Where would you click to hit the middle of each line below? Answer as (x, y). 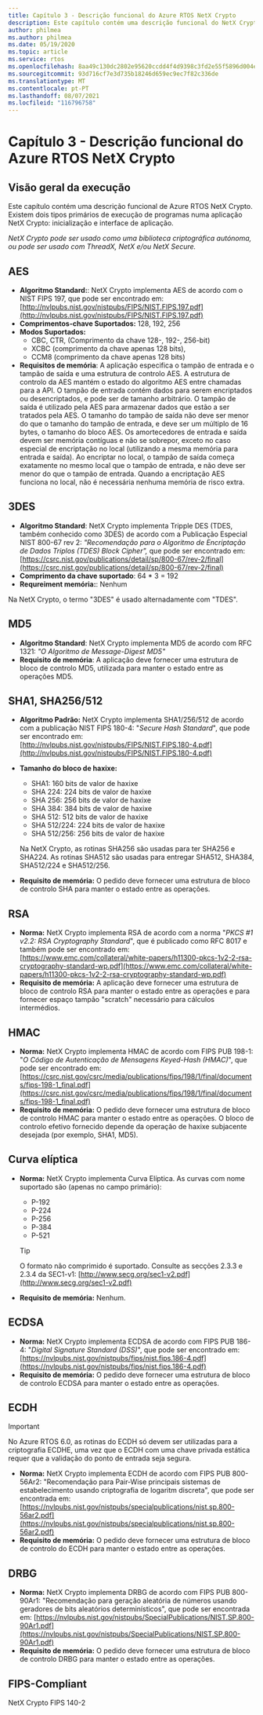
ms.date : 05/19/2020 (42, 45)
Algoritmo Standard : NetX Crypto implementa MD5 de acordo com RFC (135, 643)
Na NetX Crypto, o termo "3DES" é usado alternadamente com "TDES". (123, 599)
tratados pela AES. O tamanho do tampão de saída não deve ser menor (134, 415)
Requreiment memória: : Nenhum (73, 584)
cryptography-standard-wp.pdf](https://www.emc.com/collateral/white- (136, 966)
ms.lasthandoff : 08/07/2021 (54, 96)
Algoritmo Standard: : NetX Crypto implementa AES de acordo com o (131, 290)
